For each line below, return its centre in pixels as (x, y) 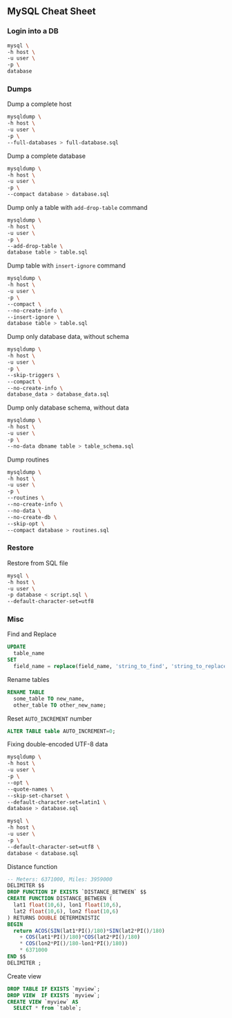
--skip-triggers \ (33, 375)
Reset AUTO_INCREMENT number (50, 718)
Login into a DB (33, 31)
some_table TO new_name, (49, 699)
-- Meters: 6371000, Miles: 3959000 (60, 879)
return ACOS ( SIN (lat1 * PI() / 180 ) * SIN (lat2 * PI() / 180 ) (89, 931)
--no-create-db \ (32, 517)
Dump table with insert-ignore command (67, 265)
